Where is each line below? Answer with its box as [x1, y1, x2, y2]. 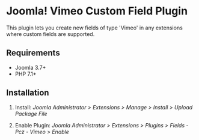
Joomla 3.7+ [14, 64, 46, 71]
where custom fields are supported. [6, 30, 95, 37]
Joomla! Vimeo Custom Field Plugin [6, 4, 188, 18]
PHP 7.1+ [14, 70, 37, 78]
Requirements [6, 48, 60, 58]
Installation [6, 88, 49, 98]
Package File [14, 110, 47, 117]
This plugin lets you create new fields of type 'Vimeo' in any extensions [6, 24, 183, 31]
